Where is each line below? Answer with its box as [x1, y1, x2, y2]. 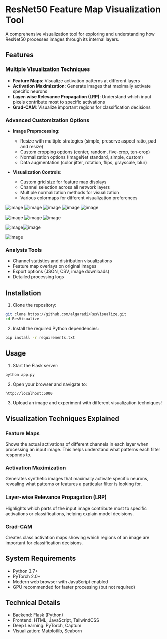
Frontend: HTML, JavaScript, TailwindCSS [12, 617, 99, 623]
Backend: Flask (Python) [12, 612, 64, 618]
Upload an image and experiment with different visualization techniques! [12, 400, 162, 406]
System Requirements [5, 554, 76, 563]
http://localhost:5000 [5, 391, 53, 396]
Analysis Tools [5, 246, 42, 253]
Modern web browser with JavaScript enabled [12, 578, 108, 585]
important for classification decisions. [5, 540, 83, 546]
